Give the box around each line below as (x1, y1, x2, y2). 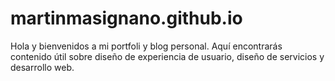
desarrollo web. (10, 61, 75, 73)
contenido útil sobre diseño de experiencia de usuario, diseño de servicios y (10, 50, 325, 62)
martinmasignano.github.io (10, 7, 243, 30)
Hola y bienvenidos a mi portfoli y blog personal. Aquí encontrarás (10, 40, 283, 52)
